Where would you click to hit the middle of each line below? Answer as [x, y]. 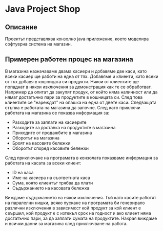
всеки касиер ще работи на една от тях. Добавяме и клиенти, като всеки [82, 76]
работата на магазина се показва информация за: [57, 113]
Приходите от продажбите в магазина [52, 133]
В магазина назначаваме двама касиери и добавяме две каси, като [76, 71]
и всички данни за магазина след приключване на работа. [66, 223]
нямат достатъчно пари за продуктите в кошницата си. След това [74, 97]
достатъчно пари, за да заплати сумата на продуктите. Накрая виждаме [81, 218]
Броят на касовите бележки [41, 143]
